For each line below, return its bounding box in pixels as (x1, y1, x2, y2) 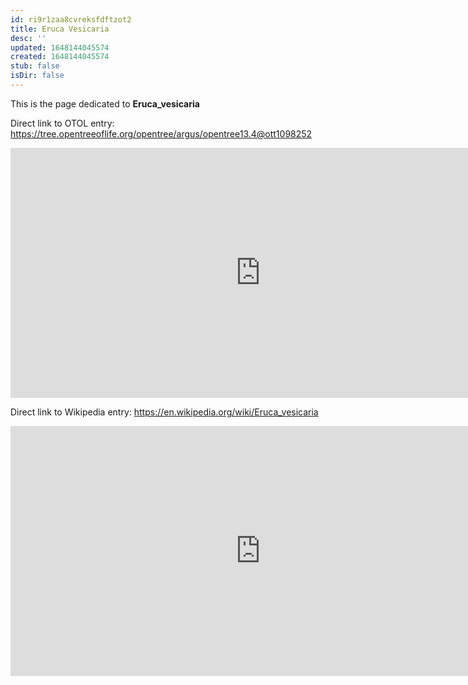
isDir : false (10, 71, 65, 81)
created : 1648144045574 (10, 52, 110, 62)
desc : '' (10, 33, 47, 43)
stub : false (10, 61, 60, 71)
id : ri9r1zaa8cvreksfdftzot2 (10, 14, 132, 25)
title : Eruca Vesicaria (10, 24, 110, 34)
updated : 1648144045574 (10, 42, 110, 53)
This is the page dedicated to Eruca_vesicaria (10, 97, 200, 110)
